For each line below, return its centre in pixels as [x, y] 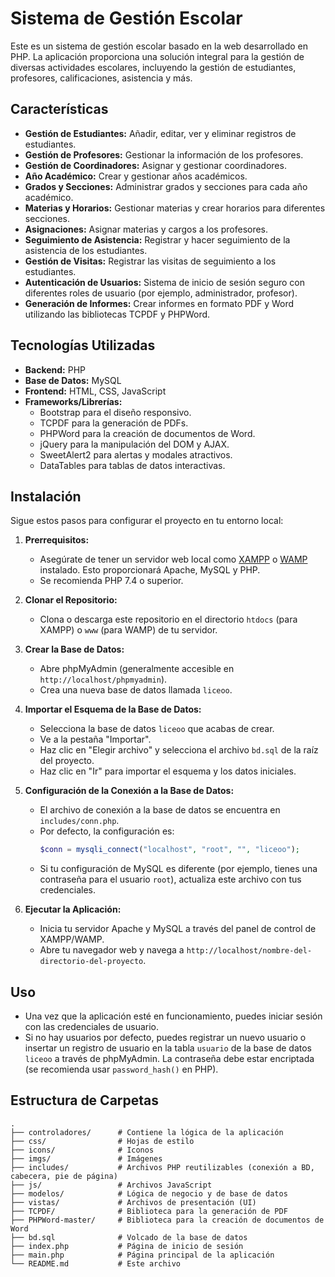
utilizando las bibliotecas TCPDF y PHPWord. [117, 314]
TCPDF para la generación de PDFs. [114, 423]
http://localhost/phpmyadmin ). [103, 679]
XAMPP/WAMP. [72, 939]
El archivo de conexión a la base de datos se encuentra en [160, 810]
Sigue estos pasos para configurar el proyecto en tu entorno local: [147, 521]
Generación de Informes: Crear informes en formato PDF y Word [159, 303]
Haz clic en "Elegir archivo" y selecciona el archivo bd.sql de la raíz [179, 750]
